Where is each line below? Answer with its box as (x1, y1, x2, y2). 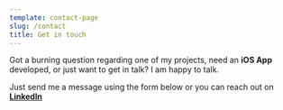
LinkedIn (9, 91, 43, 102)
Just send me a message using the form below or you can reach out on (9, 82, 275, 93)
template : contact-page (9, 13, 99, 23)
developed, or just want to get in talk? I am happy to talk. (9, 64, 219, 75)
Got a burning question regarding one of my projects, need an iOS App (9, 55, 273, 66)
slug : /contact (9, 22, 67, 31)
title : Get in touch (9, 30, 87, 39)
